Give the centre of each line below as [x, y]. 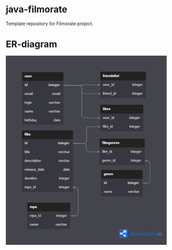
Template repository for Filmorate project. [50, 24]
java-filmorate [37, 9]
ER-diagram [32, 44]
